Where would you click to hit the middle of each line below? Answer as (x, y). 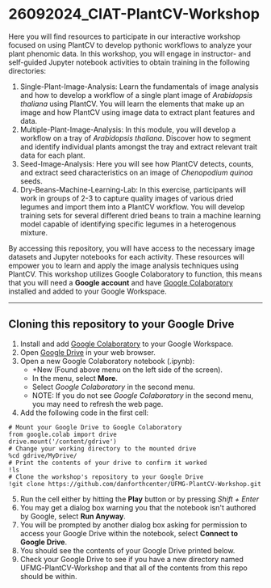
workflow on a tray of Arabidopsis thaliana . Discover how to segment (135, 137)
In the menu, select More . (75, 378)
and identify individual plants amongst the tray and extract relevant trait (139, 146)
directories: (27, 70)
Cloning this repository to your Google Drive (121, 324)
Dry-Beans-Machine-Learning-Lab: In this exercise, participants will (133, 189)
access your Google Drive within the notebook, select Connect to (129, 533)
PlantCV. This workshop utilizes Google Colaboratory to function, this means (135, 274)
